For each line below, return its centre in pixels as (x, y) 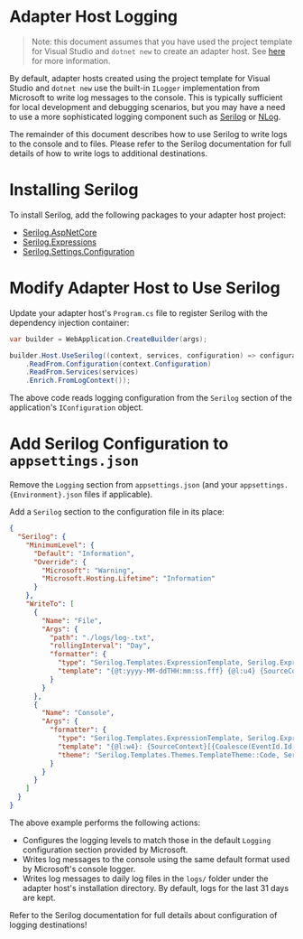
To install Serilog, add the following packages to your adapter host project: (148, 215)
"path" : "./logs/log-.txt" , (102, 637)
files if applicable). (119, 495)
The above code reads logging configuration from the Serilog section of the (151, 398)
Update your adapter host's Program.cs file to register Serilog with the (138, 312)
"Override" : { (60, 562)
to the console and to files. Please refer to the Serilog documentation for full (150, 144)
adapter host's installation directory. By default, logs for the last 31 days (156, 888)
